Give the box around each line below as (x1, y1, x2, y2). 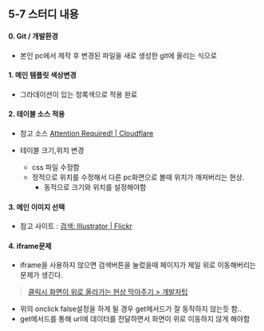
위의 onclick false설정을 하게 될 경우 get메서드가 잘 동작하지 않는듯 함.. (19, 304, 242, 313)
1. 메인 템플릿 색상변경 (8, 70, 77, 80)
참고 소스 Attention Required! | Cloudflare (19, 128, 154, 138)
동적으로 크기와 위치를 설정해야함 (43, 183, 147, 191)
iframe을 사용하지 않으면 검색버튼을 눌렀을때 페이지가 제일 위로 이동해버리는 (19, 260, 257, 270)
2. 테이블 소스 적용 (8, 109, 65, 119)
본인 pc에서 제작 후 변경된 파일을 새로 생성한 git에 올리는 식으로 (19, 50, 218, 60)
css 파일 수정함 (31, 163, 80, 171)
